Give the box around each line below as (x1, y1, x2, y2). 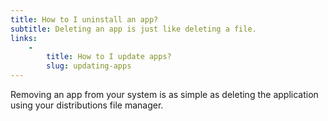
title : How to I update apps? (46, 52, 172, 62)
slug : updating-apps (46, 61, 132, 71)
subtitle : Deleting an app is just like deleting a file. (10, 24, 257, 34)
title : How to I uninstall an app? (10, 14, 159, 25)
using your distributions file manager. (10, 99, 164, 111)
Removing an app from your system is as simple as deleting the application (10, 89, 319, 100)
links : (10, 33, 38, 43)
